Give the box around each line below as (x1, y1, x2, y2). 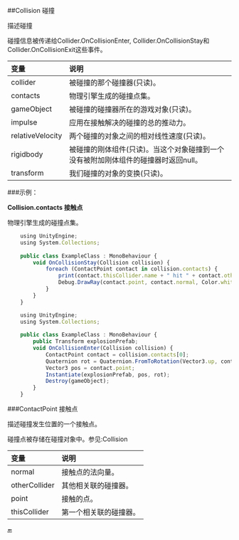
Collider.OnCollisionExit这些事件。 (7, 46, 107, 53)
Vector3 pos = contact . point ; (45, 364, 135, 371)
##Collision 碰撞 (7, 6, 55, 14)
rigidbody (11, 149, 43, 159)
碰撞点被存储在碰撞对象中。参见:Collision (7, 435, 128, 443)
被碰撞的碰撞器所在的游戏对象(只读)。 (68, 105, 196, 114)
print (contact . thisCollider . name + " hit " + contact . (58, 272, 224, 280)
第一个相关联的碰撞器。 (61, 507, 140, 517)
